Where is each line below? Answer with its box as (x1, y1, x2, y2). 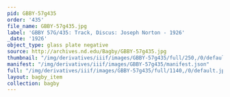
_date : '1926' (7, 36, 48, 42)
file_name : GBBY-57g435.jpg (7, 23, 88, 29)
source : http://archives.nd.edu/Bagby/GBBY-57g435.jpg (7, 48, 167, 55)
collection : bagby (7, 80, 60, 87)
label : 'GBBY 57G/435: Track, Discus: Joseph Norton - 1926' (7, 29, 186, 36)
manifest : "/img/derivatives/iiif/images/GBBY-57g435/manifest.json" (7, 61, 210, 68)
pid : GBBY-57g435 (7, 10, 57, 17)
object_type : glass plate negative (7, 42, 109, 48)
